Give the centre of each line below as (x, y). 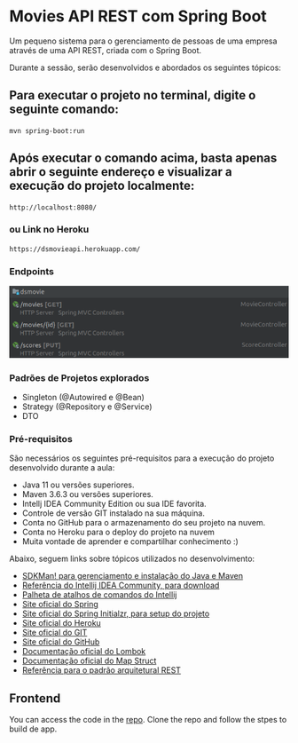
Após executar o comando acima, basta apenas (143, 158)
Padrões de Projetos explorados (79, 377)
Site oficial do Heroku (62, 623)
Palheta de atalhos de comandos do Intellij (99, 595)
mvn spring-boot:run (47, 130)
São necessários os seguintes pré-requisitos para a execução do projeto (142, 458)
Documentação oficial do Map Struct (89, 661)
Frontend (35, 698)
